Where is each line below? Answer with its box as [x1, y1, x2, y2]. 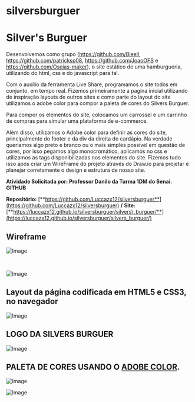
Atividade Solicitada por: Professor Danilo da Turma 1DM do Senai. [6, 178, 173, 185]
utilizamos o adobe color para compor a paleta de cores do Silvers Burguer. [6, 100, 190, 107]
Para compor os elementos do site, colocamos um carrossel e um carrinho [6, 111, 187, 119]
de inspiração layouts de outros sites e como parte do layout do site [6, 93, 171, 101]
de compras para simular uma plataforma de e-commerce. [6, 117, 148, 125]
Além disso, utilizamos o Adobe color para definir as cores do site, [6, 129, 167, 136]
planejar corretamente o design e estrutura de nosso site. [6, 166, 146, 174]
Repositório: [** [6, 196, 45, 203]
